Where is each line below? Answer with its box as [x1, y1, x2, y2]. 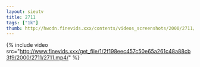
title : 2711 [6, 14, 36, 20]
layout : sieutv [6, 8, 44, 15]
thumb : [6, 25, 23, 31]
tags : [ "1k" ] [6, 20, 39, 25]
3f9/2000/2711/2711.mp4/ [6, 54, 69, 61]
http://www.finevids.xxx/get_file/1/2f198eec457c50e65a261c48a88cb [20, 48, 191, 55]
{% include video [6, 42, 49, 49]
